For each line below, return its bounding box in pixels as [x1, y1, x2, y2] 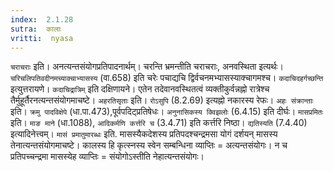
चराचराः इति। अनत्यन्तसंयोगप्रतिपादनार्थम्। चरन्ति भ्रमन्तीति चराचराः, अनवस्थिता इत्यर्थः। [10, 61, 284, 73]
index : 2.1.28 [10, 14, 74, 25]
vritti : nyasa [10, 33, 74, 43]
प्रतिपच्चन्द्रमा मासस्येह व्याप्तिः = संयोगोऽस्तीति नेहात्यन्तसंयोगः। [10, 151, 205, 163]
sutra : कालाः [10, 24, 62, 34]
